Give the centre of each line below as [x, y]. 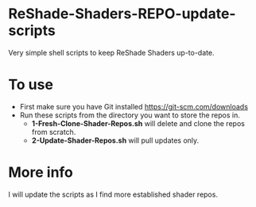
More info [41, 172]
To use [31, 85]
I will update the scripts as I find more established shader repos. [113, 194]
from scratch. [54, 132]
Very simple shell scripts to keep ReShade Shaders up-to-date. [111, 52]
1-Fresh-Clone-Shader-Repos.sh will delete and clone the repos [138, 123]
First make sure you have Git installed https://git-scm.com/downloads [134, 106]
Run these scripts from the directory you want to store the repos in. [130, 115]
